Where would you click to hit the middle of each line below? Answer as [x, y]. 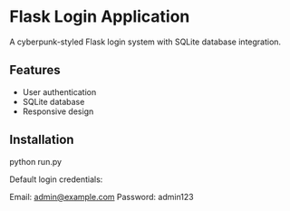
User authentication [59, 91]
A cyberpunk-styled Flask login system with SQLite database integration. [145, 42]
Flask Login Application [100, 17]
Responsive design [58, 111]
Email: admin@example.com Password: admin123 [101, 197]
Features [35, 70]
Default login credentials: [56, 179]
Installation [42, 140]
